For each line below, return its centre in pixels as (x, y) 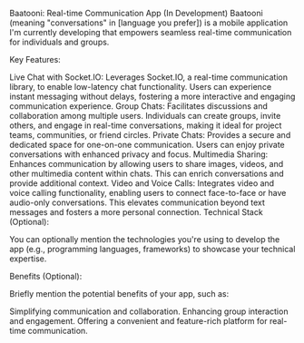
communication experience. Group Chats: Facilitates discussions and (138, 106)
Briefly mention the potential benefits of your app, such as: (119, 294)
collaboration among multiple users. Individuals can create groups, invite (145, 116)
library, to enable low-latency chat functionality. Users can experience (141, 87)
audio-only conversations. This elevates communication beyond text (137, 202)
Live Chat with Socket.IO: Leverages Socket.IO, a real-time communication (149, 77)
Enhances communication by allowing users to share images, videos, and (147, 164)
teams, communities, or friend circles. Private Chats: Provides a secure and (150, 135)
